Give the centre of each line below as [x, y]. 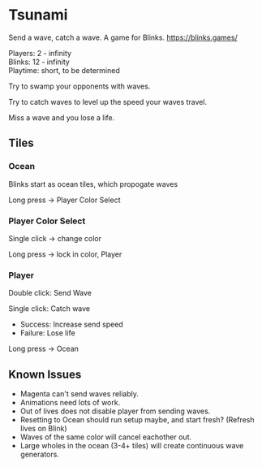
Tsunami [38, 15]
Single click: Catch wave [49, 309]
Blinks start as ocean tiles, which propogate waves [93, 184]
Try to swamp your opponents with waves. [79, 86]
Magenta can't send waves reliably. [79, 394]
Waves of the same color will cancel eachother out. [106, 437]
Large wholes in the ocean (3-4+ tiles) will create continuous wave [132, 446]
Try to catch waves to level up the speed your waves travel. [108, 102]
